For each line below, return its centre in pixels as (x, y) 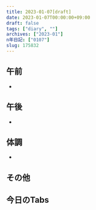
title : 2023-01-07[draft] (39, 12)
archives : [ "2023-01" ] (35, 34)
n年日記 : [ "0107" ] (28, 40)
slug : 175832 (23, 46)
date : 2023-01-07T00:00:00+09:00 (48, 17)
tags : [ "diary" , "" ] (32, 29)
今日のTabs (28, 200)
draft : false (23, 23)
